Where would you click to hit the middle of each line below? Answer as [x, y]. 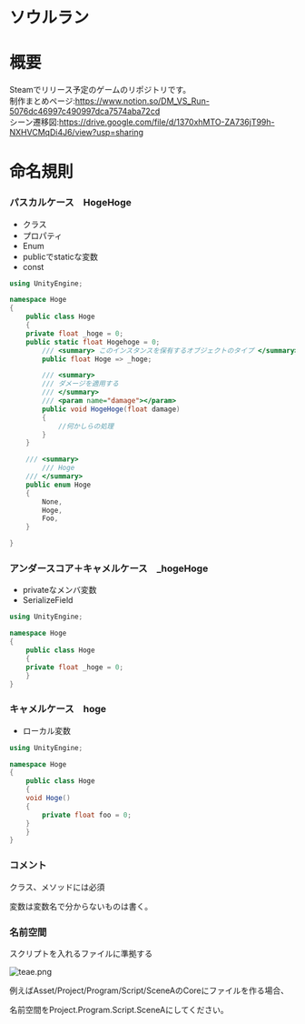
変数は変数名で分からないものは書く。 [81, 906]
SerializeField [48, 600]
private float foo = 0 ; [87, 815]
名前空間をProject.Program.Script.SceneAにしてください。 [119, 1009]
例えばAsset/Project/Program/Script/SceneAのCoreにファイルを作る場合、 [149, 990]
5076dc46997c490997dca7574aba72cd [85, 111]
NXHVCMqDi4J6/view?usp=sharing [76, 133]
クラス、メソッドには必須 [57, 887]
